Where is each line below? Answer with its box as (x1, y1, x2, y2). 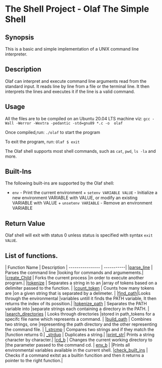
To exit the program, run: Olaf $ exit (5, 139, 80, 145)
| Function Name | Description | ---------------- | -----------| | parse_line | (5, 264, 153, 271)
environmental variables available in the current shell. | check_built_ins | (5, 347, 148, 353)
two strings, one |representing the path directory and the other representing (5, 321, 157, 327)
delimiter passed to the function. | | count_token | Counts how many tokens (5, 285, 155, 291)
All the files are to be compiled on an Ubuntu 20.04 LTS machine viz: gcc (5, 115, 150, 121)
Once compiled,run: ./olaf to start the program (5, 129, 101, 135)
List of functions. (5, 252, 58, 260)
